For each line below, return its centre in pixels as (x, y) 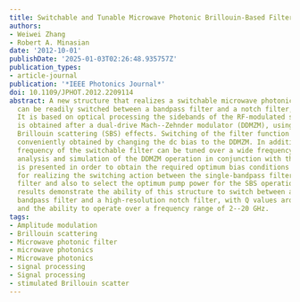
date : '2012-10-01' (46, 51)
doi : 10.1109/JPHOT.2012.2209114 (71, 92)
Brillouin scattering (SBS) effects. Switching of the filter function (154, 134)
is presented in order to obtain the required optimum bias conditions (154, 167)
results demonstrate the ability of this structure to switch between (151, 192)
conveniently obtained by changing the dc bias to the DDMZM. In (142, 142)
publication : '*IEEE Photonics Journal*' (87, 84)
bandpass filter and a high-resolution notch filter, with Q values (147, 201)
